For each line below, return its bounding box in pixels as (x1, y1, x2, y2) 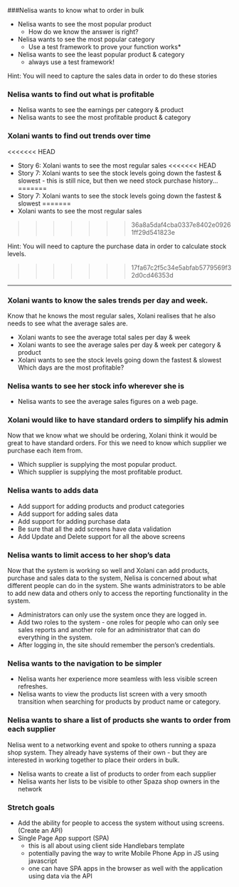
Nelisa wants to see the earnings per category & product (17, 106, 184, 114)
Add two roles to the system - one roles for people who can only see (17, 618, 219, 627)
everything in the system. (17, 633, 92, 642)
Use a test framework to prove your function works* (28, 43, 181, 51)
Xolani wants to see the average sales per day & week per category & (17, 340, 222, 349)
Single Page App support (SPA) (17, 833, 110, 842)
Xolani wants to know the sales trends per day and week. (7, 295, 208, 305)
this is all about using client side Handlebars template (28, 841, 185, 850)
